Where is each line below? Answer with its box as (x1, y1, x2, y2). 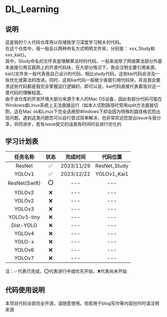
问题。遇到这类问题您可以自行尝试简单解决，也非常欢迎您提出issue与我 (9, 115, 157, 120)
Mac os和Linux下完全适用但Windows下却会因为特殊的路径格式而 (22, 108, 156, 114)
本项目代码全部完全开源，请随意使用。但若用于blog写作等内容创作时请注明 (5, 300, 159, 306)
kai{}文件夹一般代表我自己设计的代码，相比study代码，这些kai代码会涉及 (5, 71, 155, 77)
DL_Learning (5, 4, 59, 15)
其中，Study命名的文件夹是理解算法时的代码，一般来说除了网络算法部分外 (5, 58, 158, 64)
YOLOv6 (14, 246, 34, 253)
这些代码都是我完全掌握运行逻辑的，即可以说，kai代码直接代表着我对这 (9, 83, 156, 89)
